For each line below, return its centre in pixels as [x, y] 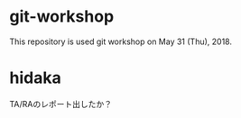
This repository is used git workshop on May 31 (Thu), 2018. [121, 41]
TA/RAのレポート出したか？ [61, 104]
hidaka [35, 78]
